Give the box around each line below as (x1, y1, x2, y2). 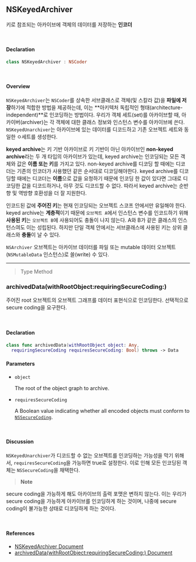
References (6, 530, 35, 537)
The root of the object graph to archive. (14, 384, 110, 391)
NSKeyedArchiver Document (14, 543, 83, 550)
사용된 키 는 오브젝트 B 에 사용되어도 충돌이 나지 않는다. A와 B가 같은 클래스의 (6, 216, 177, 224)
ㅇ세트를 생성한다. (16, 133, 58, 140)
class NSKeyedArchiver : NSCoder (6, 59, 87, 65)
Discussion (6, 438, 34, 445)
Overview (6, 83, 30, 90)
